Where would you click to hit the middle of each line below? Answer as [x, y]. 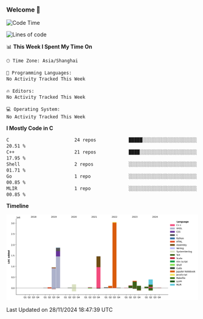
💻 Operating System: [33, 109]
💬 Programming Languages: [39, 73]
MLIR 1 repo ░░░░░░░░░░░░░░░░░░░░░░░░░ [102, 189]
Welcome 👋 [23, 10]
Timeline [18, 206]
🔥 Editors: [20, 91]
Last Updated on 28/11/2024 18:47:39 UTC [60, 310]
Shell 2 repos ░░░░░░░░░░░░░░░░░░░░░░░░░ [102, 164]
